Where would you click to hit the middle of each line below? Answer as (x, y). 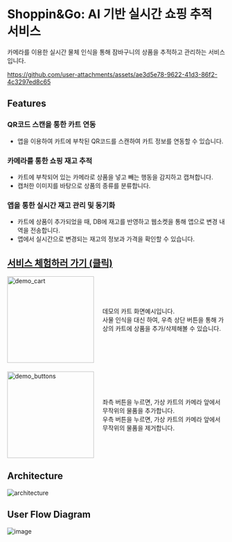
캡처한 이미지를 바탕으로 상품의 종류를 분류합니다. (84, 186)
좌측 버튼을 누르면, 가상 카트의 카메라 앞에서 (162, 402)
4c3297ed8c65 (29, 82)
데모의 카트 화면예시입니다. (139, 311)
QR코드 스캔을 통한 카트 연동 (52, 125)
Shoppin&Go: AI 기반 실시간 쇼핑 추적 (110, 14)
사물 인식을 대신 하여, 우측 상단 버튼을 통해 (160, 320)
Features (27, 103)
